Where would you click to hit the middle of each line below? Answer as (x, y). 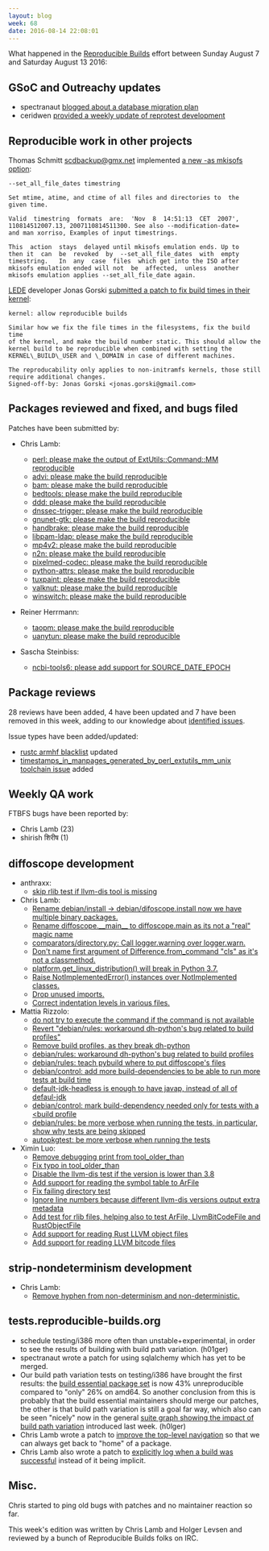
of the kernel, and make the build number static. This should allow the (135, 342)
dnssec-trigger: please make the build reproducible (117, 510)
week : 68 (23, 23)
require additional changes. (57, 377)
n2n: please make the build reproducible (99, 554)
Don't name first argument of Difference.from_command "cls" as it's (145, 952)
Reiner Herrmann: (50, 612)
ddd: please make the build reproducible (99, 502)
